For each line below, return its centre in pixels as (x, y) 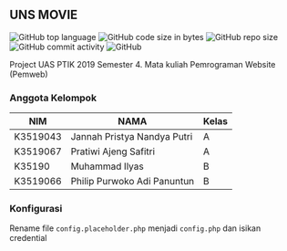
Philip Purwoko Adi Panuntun (133, 182)
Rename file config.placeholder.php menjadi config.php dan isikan (135, 228)
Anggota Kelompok (53, 98)
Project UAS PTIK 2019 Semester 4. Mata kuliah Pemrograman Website (143, 64)
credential (28, 238)
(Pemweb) (29, 74)
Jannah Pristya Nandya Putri (132, 137)
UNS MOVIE (44, 15)
